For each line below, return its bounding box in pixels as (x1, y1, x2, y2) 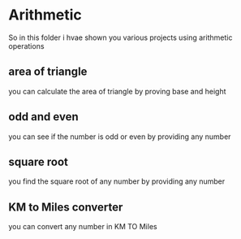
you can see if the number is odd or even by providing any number (8, 132, 231, 141)
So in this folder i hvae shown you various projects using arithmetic (8, 33, 233, 42)
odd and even (8, 110, 79, 124)
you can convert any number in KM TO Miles (8, 222, 157, 232)
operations (8, 41, 45, 50)
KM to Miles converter (8, 200, 123, 214)
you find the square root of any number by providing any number (8, 176, 226, 186)
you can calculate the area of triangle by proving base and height (8, 86, 226, 96)
